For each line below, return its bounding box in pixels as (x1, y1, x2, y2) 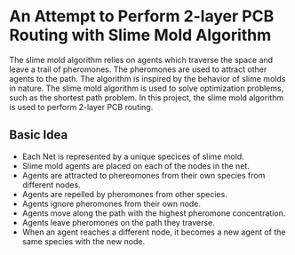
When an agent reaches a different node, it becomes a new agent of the (21, 227, 286, 237)
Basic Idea (9, 127, 68, 143)
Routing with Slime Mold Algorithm (9, 25, 272, 45)
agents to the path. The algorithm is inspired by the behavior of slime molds (9, 73, 286, 84)
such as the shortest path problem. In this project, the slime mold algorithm (9, 92, 284, 103)
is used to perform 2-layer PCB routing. (9, 101, 154, 112)
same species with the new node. (21, 235, 146, 246)
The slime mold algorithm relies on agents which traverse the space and (9, 54, 274, 65)
